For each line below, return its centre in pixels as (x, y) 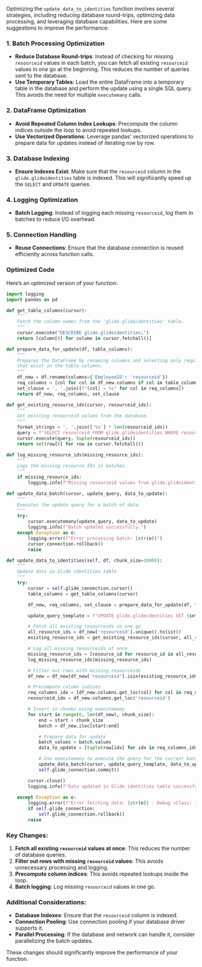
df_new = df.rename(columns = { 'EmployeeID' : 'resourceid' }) (93, 377)
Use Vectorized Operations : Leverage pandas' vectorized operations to (104, 136)
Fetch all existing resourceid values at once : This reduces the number (103, 849)
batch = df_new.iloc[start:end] (79, 726)
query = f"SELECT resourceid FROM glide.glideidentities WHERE (98, 433)
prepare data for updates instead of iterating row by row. (85, 143)
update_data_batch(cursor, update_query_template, (103, 764)
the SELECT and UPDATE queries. (53, 184)
